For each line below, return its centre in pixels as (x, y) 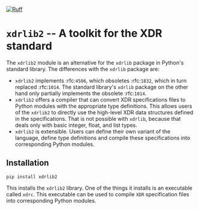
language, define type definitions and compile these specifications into (102, 138)
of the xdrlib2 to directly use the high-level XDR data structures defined (104, 112)
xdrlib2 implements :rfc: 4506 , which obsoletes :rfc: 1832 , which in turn (101, 80)
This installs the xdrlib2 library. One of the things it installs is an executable (99, 188)
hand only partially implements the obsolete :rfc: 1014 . (81, 93)
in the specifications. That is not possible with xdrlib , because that (98, 118)
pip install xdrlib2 (32, 176)
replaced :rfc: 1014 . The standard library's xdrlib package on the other (102, 87)
